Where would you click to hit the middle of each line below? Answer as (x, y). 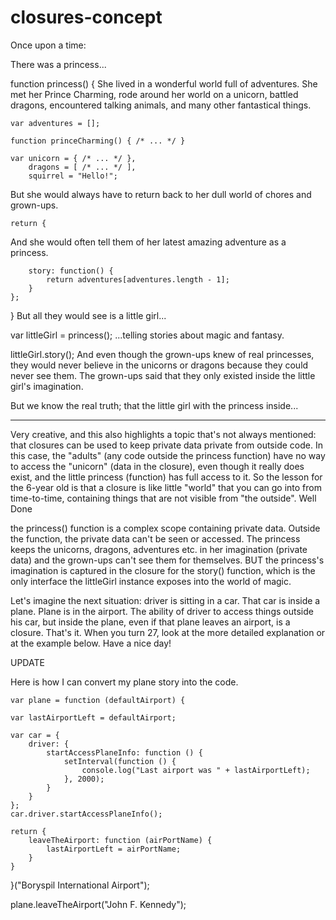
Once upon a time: (48, 45)
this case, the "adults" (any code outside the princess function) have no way (168, 455)
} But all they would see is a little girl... (88, 315)
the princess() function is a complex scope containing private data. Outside (165, 528)
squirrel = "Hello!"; (73, 176)
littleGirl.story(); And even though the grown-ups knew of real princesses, (162, 354)
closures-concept (86, 17)
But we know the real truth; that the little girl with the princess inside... (154, 405)
